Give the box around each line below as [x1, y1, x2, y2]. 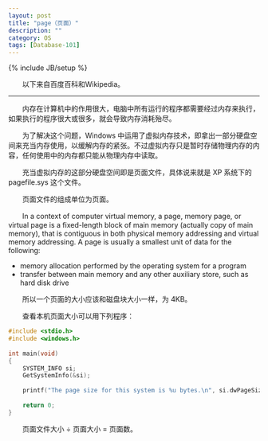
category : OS [8, 33, 52, 42]
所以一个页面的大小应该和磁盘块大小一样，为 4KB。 [22, 295, 192, 304]
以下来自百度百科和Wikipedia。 [22, 80, 125, 89]
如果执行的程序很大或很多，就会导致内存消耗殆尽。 [8, 114, 176, 123]
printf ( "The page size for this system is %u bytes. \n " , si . [22, 387, 230, 395]
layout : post [8, 11, 52, 20]
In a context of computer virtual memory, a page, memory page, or [22, 212, 242, 221]
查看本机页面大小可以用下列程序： [22, 311, 134, 321]
